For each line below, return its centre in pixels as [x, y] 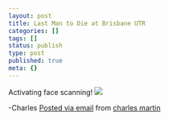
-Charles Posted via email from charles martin [84, 108]
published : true [35, 61]
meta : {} [23, 68]
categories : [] [34, 31]
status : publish [35, 46]
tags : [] [23, 38]
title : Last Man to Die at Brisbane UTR [77, 23]
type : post [27, 53]
